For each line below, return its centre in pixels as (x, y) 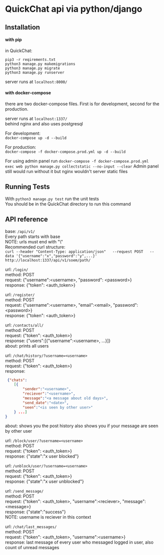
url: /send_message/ (24, 491)
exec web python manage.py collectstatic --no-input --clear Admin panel (82, 166)
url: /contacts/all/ (24, 325)
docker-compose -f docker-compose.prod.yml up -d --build (65, 152)
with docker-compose (28, 93)
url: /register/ (20, 294)
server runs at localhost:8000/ (36, 82)
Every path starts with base (33, 236)
